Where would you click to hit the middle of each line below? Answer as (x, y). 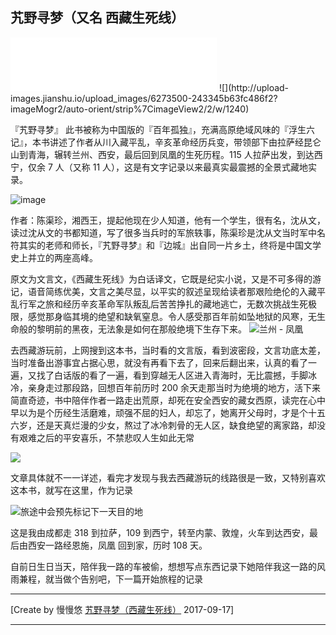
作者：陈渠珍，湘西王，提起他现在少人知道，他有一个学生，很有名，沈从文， (168, 220)
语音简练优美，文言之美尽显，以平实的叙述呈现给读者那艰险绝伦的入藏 (172, 291)
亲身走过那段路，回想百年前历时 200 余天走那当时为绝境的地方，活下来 (174, 387)
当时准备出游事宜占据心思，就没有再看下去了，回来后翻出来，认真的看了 (159, 362)
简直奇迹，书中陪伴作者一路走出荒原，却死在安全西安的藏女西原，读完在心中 (168, 400)
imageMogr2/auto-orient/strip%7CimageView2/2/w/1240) (130, 109)
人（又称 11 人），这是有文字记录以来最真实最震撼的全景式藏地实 (186, 167)
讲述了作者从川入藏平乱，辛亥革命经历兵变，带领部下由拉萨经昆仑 (185, 142)
